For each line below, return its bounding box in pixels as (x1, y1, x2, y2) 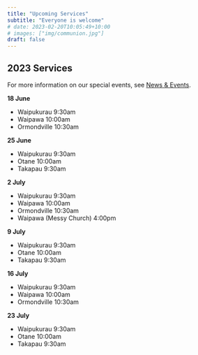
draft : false (7, 36, 45, 43)
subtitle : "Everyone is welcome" (7, 17, 105, 24)
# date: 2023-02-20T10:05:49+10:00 (7, 23, 111, 30)
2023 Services (7, 62, 73, 74)
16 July (7, 269, 29, 277)
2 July (7, 177, 26, 186)
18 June (7, 94, 31, 102)
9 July (7, 227, 26, 236)
